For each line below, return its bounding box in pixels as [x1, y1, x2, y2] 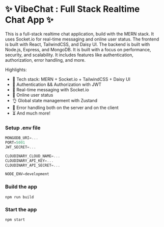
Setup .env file [5, 124, 41, 131]
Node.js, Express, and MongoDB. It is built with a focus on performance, [5, 46, 151, 52]
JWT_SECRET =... [5, 145, 36, 150]
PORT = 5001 [5, 140, 26, 145]
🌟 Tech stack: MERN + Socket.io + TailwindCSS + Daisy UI [12, 76, 131, 82]
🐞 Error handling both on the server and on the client [12, 105, 119, 111]
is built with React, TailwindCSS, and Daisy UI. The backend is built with [5, 41, 150, 47]
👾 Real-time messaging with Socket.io [12, 86, 89, 92]
